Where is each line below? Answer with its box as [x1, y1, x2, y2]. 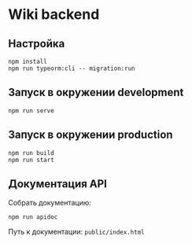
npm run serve [8, 106, 55, 115]
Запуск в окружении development [8, 86, 184, 99]
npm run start [8, 156, 55, 164]
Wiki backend [8, 6, 100, 24]
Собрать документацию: [8, 198, 92, 208]
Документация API [8, 177, 108, 190]
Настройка [8, 37, 65, 50]
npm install [8, 57, 47, 65]
